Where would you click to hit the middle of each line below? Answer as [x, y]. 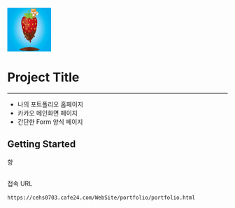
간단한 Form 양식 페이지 [50, 122]
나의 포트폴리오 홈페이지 [50, 104]
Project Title [43, 77]
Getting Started [42, 144]
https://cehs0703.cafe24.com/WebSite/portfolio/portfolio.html [101, 198]
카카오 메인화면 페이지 [48, 113]
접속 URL [20, 183]
